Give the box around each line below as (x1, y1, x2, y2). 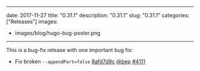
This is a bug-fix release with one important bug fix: (6, 47, 133, 53)
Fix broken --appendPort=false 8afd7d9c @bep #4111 (14, 58, 146, 65)
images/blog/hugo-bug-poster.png (14, 30, 101, 36)
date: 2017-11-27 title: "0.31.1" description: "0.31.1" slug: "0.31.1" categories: (6, 12, 189, 18)
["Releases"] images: (6, 18, 58, 25)
